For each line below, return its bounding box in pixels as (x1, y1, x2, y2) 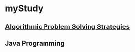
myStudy (5, 3, 44, 14)
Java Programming (5, 39, 65, 47)
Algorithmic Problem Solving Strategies (5, 23, 130, 31)
